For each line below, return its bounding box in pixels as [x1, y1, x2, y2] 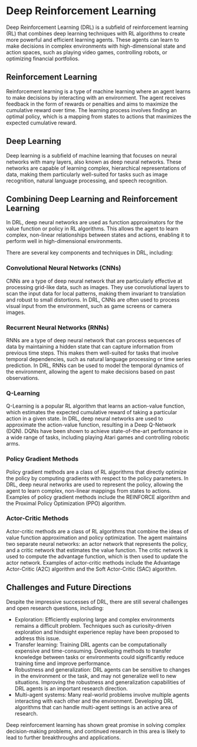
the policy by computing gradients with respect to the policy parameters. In [6, 474, 189, 481]
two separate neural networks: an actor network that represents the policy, [6, 540, 188, 547]
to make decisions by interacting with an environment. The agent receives [6, 94, 186, 101]
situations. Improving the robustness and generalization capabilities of [14, 679, 186, 686]
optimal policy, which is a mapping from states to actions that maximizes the [6, 113, 192, 120]
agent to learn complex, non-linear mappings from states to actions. [6, 487, 172, 494]
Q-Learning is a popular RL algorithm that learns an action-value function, [6, 402, 186, 409]
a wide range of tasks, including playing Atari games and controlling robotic [6, 434, 190, 441]
